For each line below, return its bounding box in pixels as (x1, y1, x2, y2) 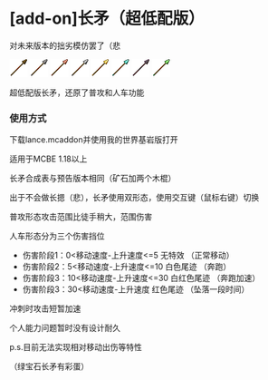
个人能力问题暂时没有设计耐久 (9, 323, 120, 334)
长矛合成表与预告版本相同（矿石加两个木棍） (9, 173, 177, 184)
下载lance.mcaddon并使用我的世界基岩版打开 (9, 134, 178, 145)
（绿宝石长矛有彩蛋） (9, 361, 89, 372)
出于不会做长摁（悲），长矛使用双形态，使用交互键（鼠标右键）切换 (9, 192, 260, 203)
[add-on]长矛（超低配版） (9, 8, 206, 29)
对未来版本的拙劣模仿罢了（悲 (9, 40, 120, 51)
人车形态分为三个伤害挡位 (9, 230, 105, 241)
